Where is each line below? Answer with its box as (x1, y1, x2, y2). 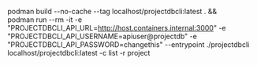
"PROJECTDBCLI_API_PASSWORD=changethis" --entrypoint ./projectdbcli (7, 40, 250, 49)
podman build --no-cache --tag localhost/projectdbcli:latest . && (7, 7, 218, 16)
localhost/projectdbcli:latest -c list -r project (7, 49, 151, 57)
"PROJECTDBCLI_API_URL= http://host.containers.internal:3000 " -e (7, 23, 226, 32)
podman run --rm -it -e (7, 15, 83, 24)
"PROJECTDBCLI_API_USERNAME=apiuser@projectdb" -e (7, 31, 198, 41)
